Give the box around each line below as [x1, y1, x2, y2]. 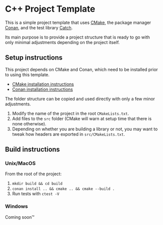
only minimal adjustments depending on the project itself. [5, 39, 120, 45]
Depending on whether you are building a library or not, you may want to [12, 126, 158, 132]
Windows [5, 203, 28, 210]
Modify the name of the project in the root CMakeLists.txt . [12, 110, 129, 116]
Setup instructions [5, 54, 63, 62]
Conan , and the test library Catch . [5, 24, 73, 30]
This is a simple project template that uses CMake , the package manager [5, 20, 151, 25]
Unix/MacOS [5, 160, 36, 167]
